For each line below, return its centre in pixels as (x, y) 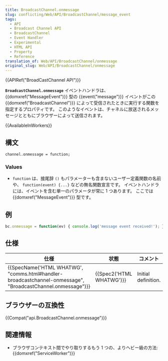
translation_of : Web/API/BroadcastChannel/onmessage (61, 61)
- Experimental (25, 43)
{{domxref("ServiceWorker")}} (44, 353)
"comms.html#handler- (35, 274)
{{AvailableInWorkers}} (29, 125)
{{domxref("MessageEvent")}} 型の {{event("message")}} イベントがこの (80, 97)
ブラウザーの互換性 (35, 306)
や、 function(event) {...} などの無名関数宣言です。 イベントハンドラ (86, 185)
